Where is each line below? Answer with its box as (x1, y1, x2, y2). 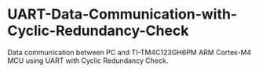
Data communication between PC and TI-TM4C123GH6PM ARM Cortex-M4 (7, 47, 252, 57)
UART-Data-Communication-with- (7, 5, 238, 23)
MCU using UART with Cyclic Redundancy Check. (7, 56, 169, 65)
